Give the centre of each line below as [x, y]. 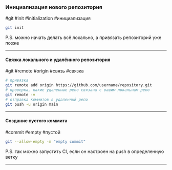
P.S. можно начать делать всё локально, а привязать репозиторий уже [83, 37]
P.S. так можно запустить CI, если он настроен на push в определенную [85, 151]
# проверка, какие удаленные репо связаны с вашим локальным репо [78, 90]
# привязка [17, 81]
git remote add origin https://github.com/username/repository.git [79, 85]
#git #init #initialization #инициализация [48, 18]
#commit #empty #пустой [33, 132]
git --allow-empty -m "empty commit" [46, 141]
